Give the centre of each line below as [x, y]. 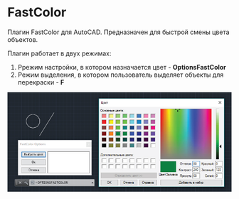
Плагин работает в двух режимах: [59, 53]
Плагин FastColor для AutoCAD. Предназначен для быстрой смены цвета [118, 32]
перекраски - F [41, 82]
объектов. [23, 39]
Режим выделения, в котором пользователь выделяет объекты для [121, 75]
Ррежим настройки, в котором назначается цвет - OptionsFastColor [122, 67]
